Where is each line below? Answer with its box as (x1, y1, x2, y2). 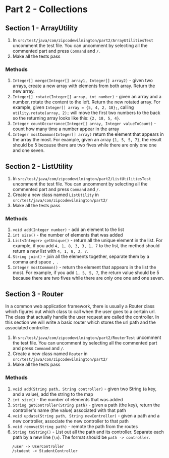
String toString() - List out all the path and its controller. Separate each (12, 429, 164, 435)
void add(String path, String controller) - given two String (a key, (12, 386, 157, 392)
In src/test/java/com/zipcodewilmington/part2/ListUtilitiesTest (12, 176, 151, 182)
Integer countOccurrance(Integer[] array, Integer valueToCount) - (12, 121, 156, 127)
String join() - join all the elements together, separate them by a (12, 253, 150, 259)
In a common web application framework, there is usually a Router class (5, 303, 155, 310)
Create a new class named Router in (12, 351, 88, 357)
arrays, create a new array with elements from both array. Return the (12, 83, 155, 89)
